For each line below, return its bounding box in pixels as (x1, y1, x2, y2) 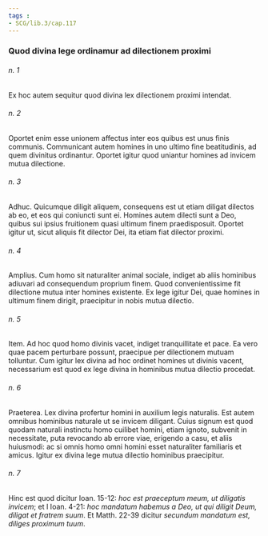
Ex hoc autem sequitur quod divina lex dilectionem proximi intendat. (8, 90, 232, 100)
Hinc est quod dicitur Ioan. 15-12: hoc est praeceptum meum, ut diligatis (8, 493, 246, 502)
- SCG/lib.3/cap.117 (8, 19, 78, 27)
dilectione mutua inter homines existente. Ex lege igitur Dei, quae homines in (8, 287, 260, 297)
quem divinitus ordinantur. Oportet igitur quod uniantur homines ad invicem (8, 150, 256, 160)
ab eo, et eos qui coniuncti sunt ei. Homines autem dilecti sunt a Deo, (8, 210, 237, 220)
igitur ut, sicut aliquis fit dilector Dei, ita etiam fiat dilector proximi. (8, 227, 225, 237)
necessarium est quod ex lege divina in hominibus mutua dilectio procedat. (8, 365, 256, 374)
